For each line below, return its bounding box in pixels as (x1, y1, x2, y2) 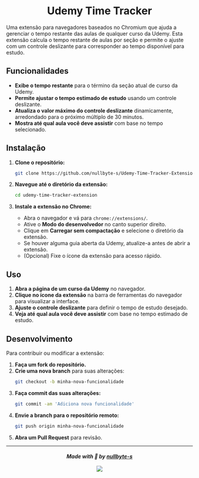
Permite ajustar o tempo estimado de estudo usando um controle (14, 94, 176, 101)
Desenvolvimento (6, 333, 73, 344)
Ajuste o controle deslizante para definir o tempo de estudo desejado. (14, 304, 188, 312)
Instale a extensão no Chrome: (14, 203, 92, 210)
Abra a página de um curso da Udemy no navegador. (14, 285, 146, 293)
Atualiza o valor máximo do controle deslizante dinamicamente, (14, 107, 174, 114)
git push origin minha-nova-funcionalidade (14, 423, 124, 429)
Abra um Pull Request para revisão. (14, 434, 102, 441)
